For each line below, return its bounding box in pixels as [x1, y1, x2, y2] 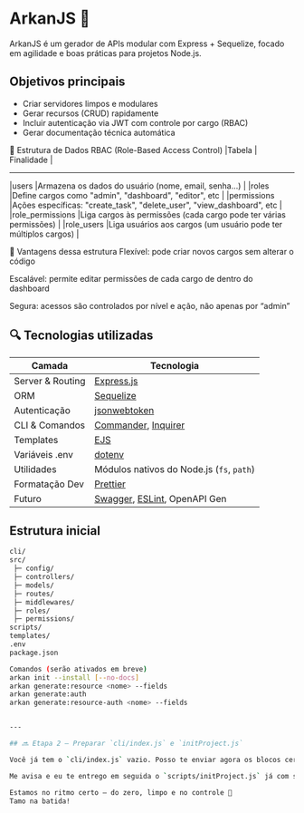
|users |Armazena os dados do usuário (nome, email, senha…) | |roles [9, 180, 270, 191]
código [9, 256, 36, 266]
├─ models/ [13, 580, 54, 590]
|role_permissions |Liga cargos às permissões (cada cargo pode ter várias [9, 208, 287, 220]
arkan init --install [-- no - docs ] [9, 673, 140, 682]
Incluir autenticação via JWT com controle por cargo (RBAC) [22, 117, 249, 128]
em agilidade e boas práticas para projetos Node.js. [9, 47, 202, 58]
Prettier [94, 478, 127, 490]
